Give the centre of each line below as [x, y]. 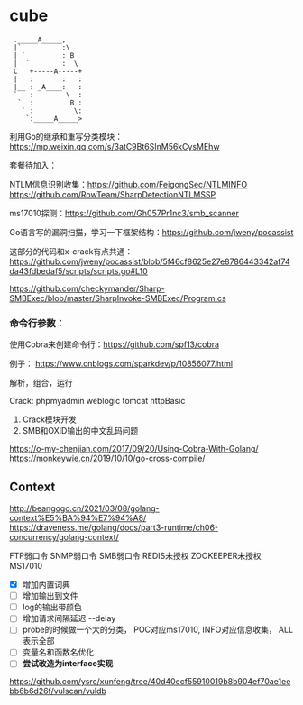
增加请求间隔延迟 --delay [69, 618]
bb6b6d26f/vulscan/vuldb [58, 691]
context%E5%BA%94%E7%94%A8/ [78, 518]
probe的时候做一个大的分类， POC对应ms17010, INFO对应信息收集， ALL [158, 630]
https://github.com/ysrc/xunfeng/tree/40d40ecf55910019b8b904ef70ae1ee [150, 682]
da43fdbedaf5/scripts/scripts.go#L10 [79, 270]
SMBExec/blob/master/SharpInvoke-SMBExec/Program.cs [118, 298]
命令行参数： [37, 323]
